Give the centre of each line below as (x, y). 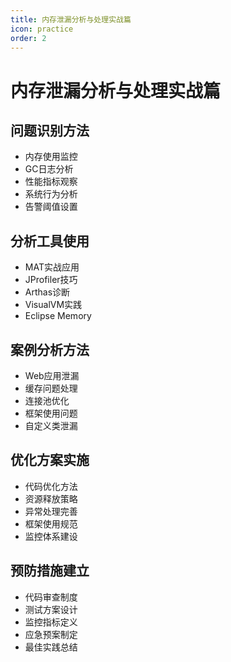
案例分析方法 (50, 349)
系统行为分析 (51, 194)
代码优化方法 (51, 486)
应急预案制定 (51, 634)
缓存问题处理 (51, 388)
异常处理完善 (51, 511)
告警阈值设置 (51, 207)
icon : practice (42, 29)
